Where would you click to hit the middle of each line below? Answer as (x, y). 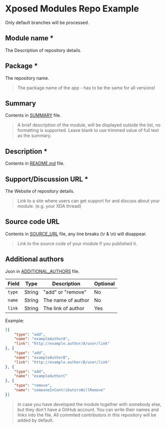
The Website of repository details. (40, 191)
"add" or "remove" (65, 292)
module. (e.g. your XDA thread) (49, 206)
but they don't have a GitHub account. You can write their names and (88, 410)
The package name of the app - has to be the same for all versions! (86, 87)
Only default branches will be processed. (47, 22)
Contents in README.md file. (35, 163)
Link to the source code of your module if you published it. (77, 243)
